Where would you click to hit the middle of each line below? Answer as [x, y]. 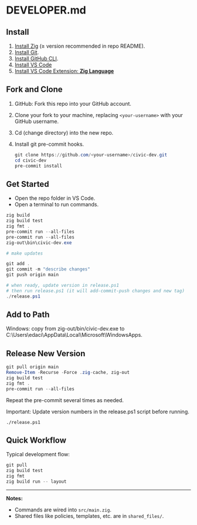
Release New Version [46, 353]
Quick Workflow [36, 441]
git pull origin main [33, 367]
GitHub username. [37, 121]
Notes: [15, 498]
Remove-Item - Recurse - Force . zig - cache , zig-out [68, 373]
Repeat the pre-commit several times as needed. [65, 400]
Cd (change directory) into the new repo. [64, 132]
